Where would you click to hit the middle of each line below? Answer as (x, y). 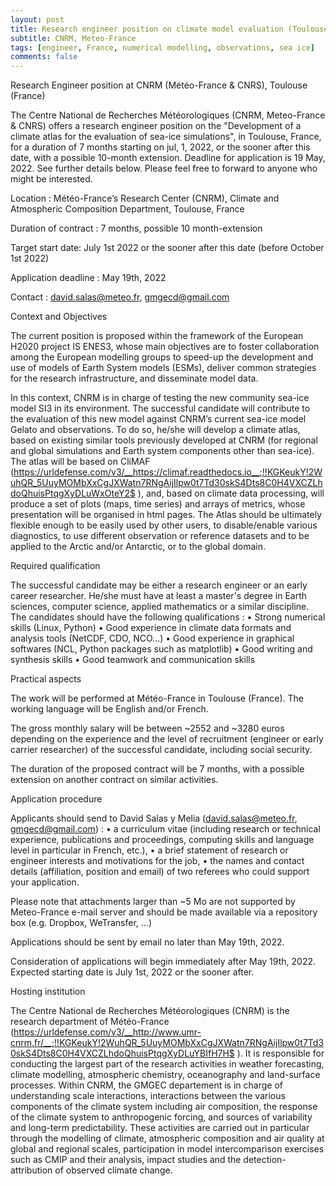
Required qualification (55, 566)
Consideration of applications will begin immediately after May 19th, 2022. (163, 962)
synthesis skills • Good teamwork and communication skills (133, 660)
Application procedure (56, 799)
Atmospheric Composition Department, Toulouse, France (127, 209)
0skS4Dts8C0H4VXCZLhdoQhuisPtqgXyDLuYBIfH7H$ (122, 1053)
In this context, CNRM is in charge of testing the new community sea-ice (160, 398)
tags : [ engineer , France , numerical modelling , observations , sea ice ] (162, 47)
